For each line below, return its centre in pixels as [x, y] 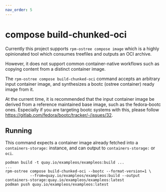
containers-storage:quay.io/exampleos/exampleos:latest [65, 180]
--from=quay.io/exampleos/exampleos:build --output [85, 176]
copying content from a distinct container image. [56, 69]
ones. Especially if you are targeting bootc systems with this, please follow [82, 110]
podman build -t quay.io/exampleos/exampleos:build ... [65, 163]
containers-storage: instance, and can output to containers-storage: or [80, 148]
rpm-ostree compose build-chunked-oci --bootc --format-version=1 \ [78, 171]
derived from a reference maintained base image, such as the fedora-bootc [83, 104]
